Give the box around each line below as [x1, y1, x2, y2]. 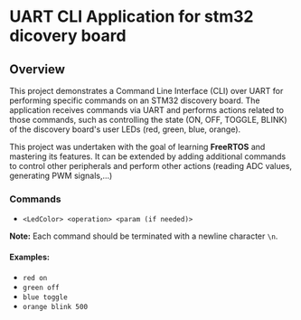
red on [22, 273, 48, 282]
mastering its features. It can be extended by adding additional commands [9, 151, 287, 162]
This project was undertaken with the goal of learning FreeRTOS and [9, 142, 266, 152]
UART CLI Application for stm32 [9, 6, 255, 27]
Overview [9, 61, 66, 77]
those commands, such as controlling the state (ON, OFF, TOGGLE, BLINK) [9, 115, 287, 125]
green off [22, 283, 61, 292]
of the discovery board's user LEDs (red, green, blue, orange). [9, 124, 241, 135]
